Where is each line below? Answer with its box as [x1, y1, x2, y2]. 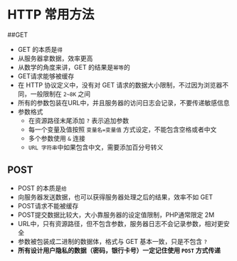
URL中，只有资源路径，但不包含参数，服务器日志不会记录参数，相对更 [17, 219, 224, 228]
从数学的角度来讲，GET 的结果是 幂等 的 [17, 63, 130, 71]
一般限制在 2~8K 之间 [30, 90, 91, 98]
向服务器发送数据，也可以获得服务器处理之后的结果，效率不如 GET [17, 193, 214, 201]
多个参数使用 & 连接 [28, 134, 85, 142]
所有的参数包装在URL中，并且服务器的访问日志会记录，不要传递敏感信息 [17, 98, 230, 107]
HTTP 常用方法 [7, 6, 95, 23]
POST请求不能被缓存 [17, 201, 79, 210]
